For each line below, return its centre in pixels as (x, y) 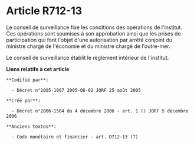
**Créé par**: (24, 101)
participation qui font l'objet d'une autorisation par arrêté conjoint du (89, 40)
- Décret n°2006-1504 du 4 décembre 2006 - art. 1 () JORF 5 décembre (100, 111)
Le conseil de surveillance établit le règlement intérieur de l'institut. (88, 57)
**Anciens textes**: (32, 126)
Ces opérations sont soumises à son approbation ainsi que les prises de (93, 33)
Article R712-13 (44, 11)
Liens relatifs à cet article (38, 69)
